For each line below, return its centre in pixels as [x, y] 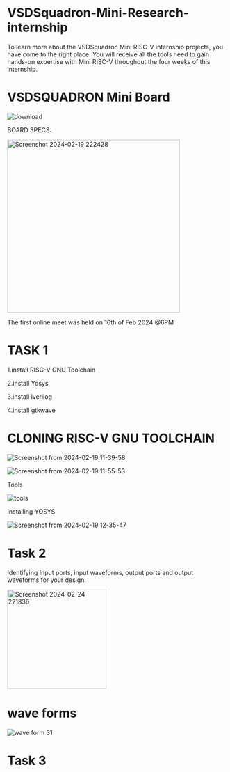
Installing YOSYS [31, 511]
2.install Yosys [28, 383]
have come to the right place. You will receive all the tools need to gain [108, 54]
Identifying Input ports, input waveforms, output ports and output [100, 572]
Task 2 [27, 553]
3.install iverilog [30, 396]
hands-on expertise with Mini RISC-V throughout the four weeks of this [109, 61]
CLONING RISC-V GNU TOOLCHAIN [111, 438]
